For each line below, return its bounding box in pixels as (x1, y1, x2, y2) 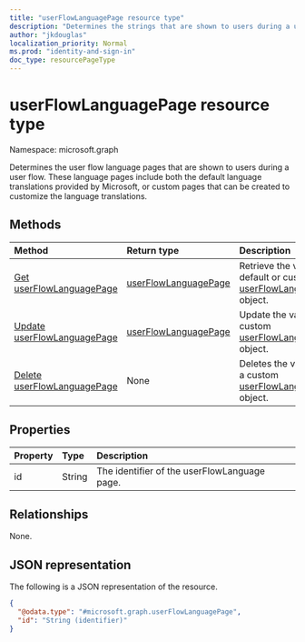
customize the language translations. (9, 190, 148, 201)
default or (239, 270, 281, 283)
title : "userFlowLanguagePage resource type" (9, 13, 184, 23)
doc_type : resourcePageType (9, 55, 116, 65)
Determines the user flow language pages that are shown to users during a (9, 161, 290, 173)
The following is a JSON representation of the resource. (9, 581, 218, 592)
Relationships (9, 507, 89, 522)
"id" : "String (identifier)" (17, 616, 128, 625)
